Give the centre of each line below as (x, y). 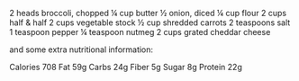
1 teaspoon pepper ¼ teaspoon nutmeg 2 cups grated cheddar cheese (140, 32)
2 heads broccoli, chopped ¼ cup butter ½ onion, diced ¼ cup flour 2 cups (148, 13)
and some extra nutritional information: (82, 49)
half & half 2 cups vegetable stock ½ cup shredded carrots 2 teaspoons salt (150, 22)
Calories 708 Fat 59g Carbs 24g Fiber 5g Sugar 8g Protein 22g (126, 67)
